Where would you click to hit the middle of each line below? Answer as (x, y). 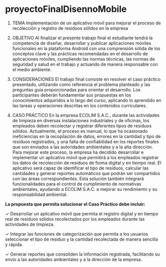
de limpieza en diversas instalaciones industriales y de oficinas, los (81, 120)
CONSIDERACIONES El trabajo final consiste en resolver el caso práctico (86, 79)
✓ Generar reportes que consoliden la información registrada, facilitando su (83, 254)
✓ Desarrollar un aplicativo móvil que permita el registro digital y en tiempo (82, 214)
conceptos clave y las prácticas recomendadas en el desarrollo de (80, 54)
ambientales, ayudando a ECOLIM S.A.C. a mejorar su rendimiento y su (85, 189)
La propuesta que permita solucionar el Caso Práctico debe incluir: (75, 204)
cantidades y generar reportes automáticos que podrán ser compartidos (86, 173)
